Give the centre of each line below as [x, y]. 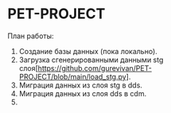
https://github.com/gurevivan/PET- [95, 68]
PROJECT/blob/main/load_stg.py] [74, 76]
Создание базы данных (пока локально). [88, 51]
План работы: [31, 36]
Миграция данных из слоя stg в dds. [80, 85]
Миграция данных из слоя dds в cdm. [83, 93]
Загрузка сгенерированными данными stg [91, 60]
